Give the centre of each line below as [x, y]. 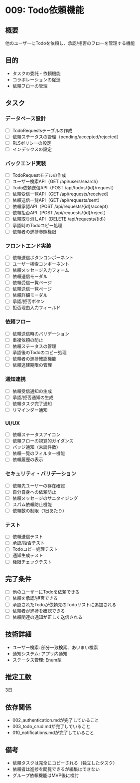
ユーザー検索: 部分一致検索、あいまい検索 [55, 647]
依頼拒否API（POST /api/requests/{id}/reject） [60, 213]
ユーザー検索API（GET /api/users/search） [57, 182]
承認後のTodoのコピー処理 [40, 353]
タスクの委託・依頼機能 [36, 73]
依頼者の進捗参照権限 [34, 231]
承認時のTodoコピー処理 [37, 225]
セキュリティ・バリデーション [41, 474]
